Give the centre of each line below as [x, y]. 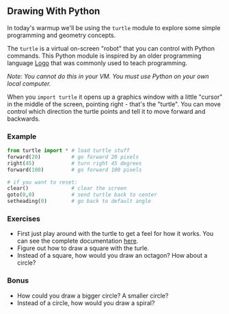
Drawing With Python [54, 11]
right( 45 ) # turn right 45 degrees [75, 163]
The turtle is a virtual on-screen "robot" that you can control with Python [111, 48]
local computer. [29, 83]
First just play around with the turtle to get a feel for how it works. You [115, 234]
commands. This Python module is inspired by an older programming [104, 56]
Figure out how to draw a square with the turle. [83, 248]
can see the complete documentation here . [78, 241]
